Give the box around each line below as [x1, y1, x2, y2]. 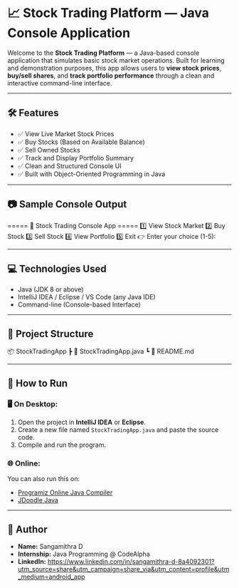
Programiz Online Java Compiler [17, 488, 113, 497]
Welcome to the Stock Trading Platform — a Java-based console [7, 48, 200, 57]
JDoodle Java [17, 496, 59, 505]
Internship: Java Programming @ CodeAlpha [17, 550, 151, 558]
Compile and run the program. [17, 440, 107, 449]
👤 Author [7, 523, 48, 535]
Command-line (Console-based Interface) [17, 300, 141, 309]
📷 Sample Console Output [7, 198, 127, 210]
